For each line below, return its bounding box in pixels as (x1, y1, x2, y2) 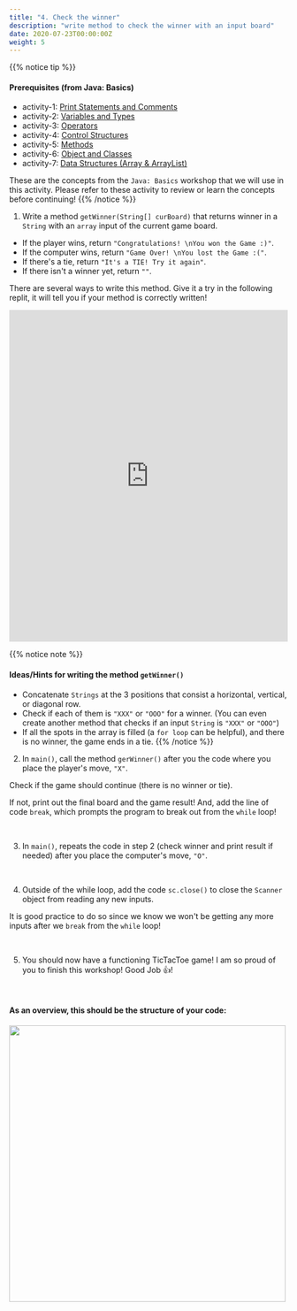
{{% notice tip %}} (9, 62, 77, 73)
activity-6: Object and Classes (21, 149, 133, 159)
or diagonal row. (21, 698, 81, 709)
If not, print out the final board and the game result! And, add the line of (9, 797, 270, 808)
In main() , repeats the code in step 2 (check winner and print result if (21, 840, 274, 851)
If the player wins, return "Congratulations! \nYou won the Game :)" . (21, 238, 274, 249)
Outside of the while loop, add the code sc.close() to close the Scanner (21, 884, 283, 894)
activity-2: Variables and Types (21, 111, 135, 122)
